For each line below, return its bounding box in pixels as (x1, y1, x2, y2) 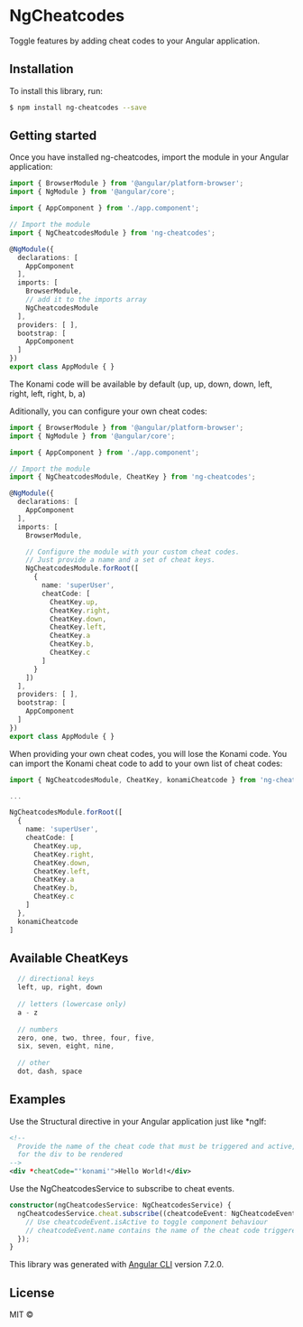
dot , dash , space (17, 1067, 83, 1076)
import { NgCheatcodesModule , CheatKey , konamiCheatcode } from (9, 775, 256, 784)
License (9, 1285, 55, 1301)
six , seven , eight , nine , (17, 1042, 115, 1051)
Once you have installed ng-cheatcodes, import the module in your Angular (9, 152, 289, 163)
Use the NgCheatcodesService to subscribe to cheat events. (9, 1183, 234, 1194)
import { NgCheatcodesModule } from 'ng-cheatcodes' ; (9, 228, 216, 238)
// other (17, 1059, 50, 1068)
